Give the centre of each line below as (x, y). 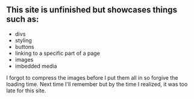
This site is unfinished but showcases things (92, 10)
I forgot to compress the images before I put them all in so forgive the (92, 77)
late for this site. (26, 91)
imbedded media (36, 66)
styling (23, 40)
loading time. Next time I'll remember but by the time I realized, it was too (97, 84)
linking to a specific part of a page (58, 53)
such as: (23, 20)
